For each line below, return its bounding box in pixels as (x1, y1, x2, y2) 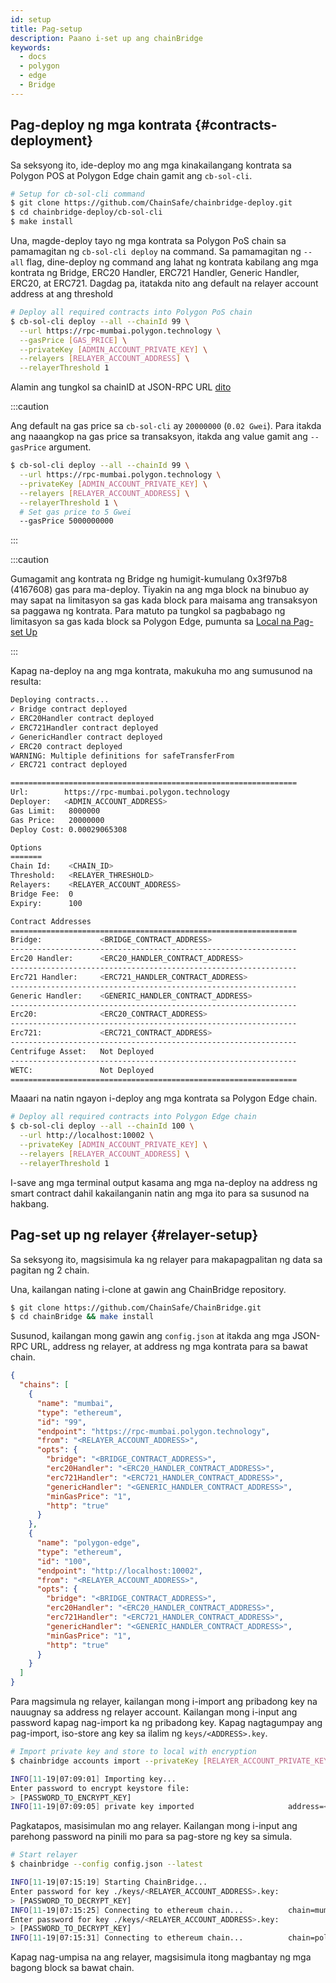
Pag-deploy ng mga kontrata (10, 117, 193, 134)
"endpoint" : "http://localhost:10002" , (36, 1566, 203, 1576)
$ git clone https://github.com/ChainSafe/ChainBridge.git (10, 1302, 262, 1313)
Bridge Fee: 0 (10, 889, 74, 899)
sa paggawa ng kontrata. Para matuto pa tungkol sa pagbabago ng (10, 605, 286, 617)
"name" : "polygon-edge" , (36, 1538, 141, 1548)
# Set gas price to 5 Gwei (19, 507, 132, 517)
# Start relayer (10, 1850, 78, 1860)
